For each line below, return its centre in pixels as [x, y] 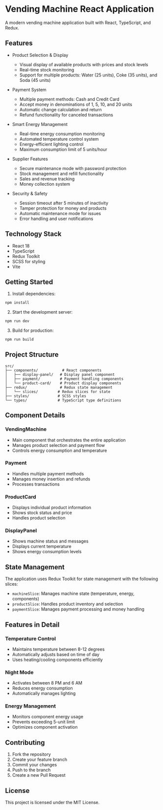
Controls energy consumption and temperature [59, 450]
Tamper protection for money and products [63, 208]
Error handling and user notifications [56, 219]
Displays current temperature [42, 546]
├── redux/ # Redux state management [59, 387]
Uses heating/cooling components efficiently [57, 660]
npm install [17, 303]
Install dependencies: [34, 294]
